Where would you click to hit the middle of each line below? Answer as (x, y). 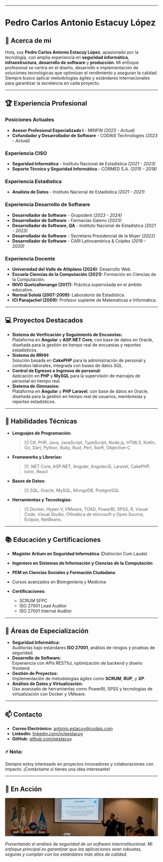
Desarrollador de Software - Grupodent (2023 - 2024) (67, 215)
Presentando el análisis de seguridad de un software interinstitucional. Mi (79, 844)
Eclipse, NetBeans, (43, 519)
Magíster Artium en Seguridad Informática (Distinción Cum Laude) (80, 554)
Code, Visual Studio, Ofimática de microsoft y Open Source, (84, 514)
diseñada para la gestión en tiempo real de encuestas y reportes (76, 345)
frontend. (21, 668)
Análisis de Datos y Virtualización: (48, 684)
